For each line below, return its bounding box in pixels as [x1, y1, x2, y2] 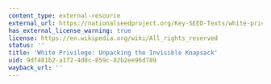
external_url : [8, 19, 56, 27]
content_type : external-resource [8, 11, 121, 20]
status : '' [8, 42, 45, 50]
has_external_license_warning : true [8, 26, 131, 34]
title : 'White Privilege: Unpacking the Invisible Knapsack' [8, 49, 219, 57]
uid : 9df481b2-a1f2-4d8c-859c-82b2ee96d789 [8, 57, 157, 65]
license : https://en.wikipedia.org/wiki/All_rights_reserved [8, 34, 219, 42]
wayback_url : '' [8, 64, 63, 72]
